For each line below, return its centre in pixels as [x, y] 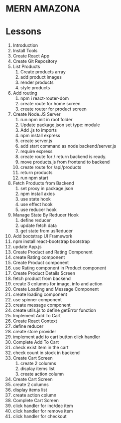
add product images [41, 77]
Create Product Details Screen [44, 273]
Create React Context [35, 321]
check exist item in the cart [41, 348]
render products [37, 82]
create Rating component [39, 257]
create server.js [36, 141]
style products [35, 88]
